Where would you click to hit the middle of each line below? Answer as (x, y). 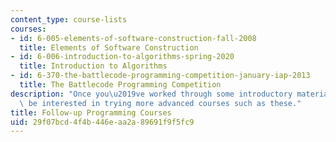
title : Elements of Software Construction (109, 47)
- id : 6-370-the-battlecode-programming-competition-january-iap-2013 (160, 76)
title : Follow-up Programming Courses (91, 112)
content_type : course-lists (69, 19)
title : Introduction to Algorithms (93, 66)
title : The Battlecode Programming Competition (120, 85)
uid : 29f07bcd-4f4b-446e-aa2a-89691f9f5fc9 (102, 122)
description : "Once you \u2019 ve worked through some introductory (151, 94)
